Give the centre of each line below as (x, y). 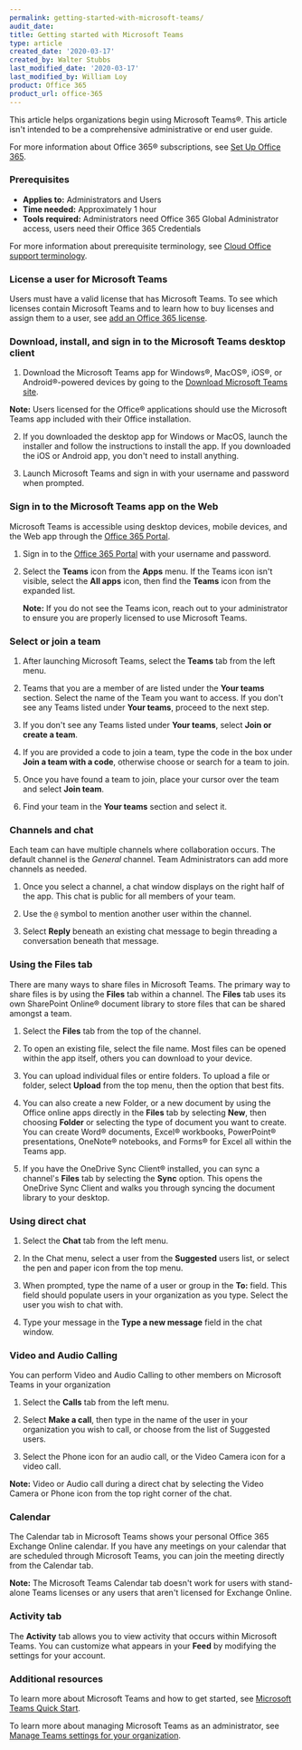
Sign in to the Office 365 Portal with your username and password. (146, 553)
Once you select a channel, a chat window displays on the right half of (153, 887)
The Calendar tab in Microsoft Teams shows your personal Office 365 (139, 1537)
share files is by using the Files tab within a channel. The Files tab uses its (148, 994)
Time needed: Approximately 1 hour (90, 209)
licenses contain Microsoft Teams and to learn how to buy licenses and (142, 308)
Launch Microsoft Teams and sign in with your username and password (156, 473)
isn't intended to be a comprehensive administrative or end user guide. (141, 129)
